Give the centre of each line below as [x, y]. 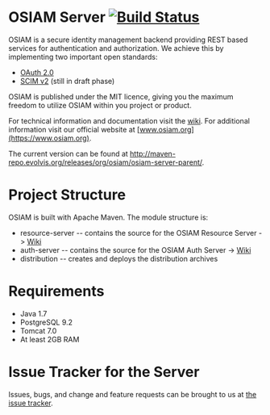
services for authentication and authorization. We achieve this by [116, 48]
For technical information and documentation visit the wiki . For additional [129, 120]
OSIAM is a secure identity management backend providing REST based [128, 40]
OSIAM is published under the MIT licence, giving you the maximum [121, 96]
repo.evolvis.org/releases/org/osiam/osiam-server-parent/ [106, 162]
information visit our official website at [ [74, 129]
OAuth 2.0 [37, 72]
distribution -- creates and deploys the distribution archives [119, 258]
